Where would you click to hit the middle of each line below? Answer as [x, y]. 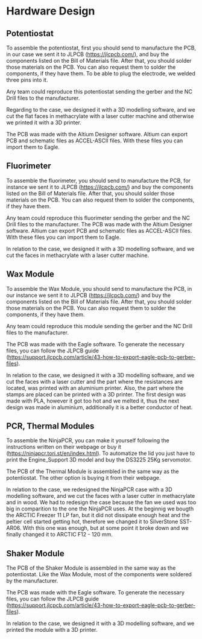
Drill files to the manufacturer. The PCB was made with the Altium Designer [99, 224]
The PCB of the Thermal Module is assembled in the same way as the [93, 471]
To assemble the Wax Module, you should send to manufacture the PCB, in [99, 288]
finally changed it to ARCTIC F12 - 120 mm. [59, 535]
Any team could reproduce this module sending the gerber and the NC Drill [99, 326]
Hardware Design [51, 11]
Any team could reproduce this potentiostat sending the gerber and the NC [99, 91]
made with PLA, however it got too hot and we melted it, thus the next [93, 401]
